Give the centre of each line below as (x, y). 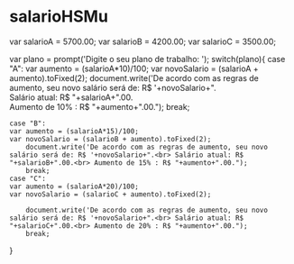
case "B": (28, 123)
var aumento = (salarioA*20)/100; (74, 187)
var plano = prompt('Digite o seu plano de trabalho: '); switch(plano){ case (147, 59)
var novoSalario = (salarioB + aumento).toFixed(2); (110, 139)
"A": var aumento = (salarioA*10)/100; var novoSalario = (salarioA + (134, 68)
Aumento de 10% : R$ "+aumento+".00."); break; (100, 106)
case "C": (28, 178)
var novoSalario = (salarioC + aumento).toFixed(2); (110, 194)
